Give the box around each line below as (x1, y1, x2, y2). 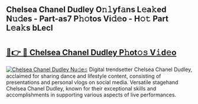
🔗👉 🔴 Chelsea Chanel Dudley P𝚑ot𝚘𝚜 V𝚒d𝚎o (6, 47, 177, 58)
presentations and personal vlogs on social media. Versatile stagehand (6, 79, 178, 86)
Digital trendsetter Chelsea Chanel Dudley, (89, 66, 193, 73)
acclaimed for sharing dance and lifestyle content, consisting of (6, 73, 161, 79)
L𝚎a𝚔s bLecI (6, 23, 53, 33)
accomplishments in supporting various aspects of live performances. (6, 91, 177, 98)
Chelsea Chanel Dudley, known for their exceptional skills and (6, 85, 157, 92)
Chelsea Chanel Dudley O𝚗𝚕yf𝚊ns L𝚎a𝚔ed (6, 5, 167, 15)
